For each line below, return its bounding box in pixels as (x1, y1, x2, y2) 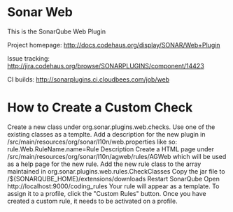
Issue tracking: (7, 54, 50, 63)
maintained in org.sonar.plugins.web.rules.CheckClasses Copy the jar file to (7, 167, 225, 175)
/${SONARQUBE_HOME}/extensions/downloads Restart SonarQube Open (7, 174, 220, 183)
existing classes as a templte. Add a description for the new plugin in (7, 130, 206, 138)
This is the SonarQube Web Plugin (7, 27, 106, 36)
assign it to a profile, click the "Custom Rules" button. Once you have (7, 189, 206, 197)
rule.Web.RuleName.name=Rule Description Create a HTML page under (7, 144, 215, 153)
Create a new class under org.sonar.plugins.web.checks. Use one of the (7, 123, 216, 131)
